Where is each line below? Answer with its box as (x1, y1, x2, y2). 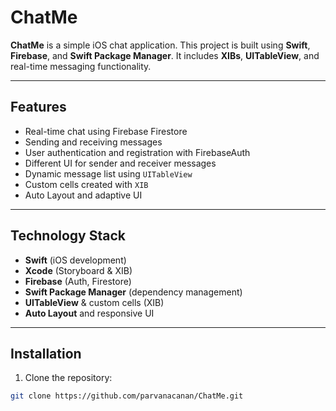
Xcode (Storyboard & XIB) (24, 264, 133, 276)
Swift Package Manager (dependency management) (24, 286, 243, 298)
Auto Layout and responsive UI (24, 307, 155, 319)
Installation (10, 345, 82, 362)
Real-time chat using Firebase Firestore (24, 125, 188, 137)
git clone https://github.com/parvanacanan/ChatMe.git (10, 391, 244, 401)
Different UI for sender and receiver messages (24, 157, 217, 169)
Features (10, 99, 67, 116)
